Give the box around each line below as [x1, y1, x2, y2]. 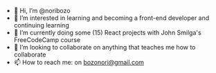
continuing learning [13, 21, 69, 29]
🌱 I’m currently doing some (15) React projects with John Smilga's [13, 28, 202, 36]
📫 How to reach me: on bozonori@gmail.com [13, 59, 144, 66]
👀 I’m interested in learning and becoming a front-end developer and [13, 14, 210, 22]
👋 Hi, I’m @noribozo [13, 7, 71, 14]
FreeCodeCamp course [13, 36, 81, 44]
